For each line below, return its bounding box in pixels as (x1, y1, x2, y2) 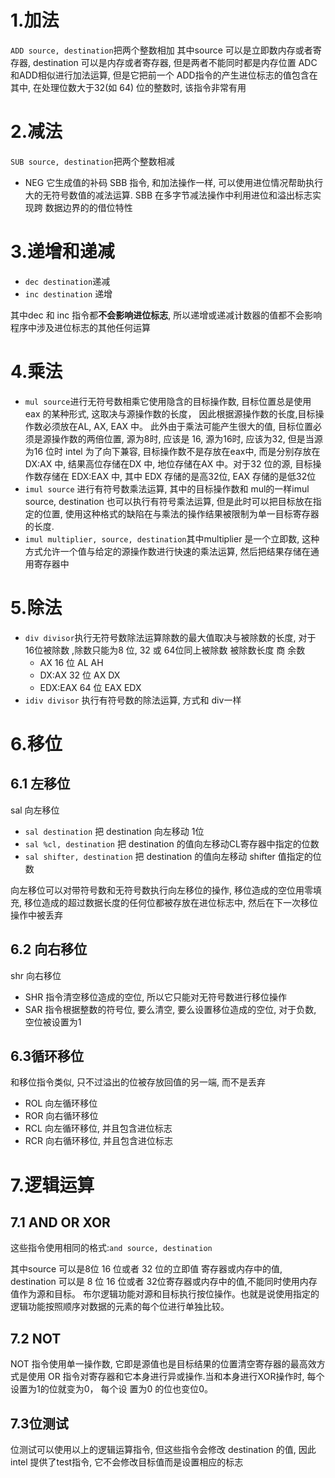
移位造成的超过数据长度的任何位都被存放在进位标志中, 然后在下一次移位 (23, 896, 318, 908)
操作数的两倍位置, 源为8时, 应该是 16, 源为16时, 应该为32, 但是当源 (51, 432, 323, 445)
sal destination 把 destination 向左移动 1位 (24, 825, 205, 837)
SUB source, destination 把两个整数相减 (10, 155, 175, 167)
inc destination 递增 (24, 287, 113, 300)
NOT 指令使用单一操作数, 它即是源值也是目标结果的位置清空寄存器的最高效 (10, 1358, 317, 1370)
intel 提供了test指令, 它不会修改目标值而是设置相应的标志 (10, 1456, 244, 1468)
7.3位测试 (10, 1415, 69, 1432)
